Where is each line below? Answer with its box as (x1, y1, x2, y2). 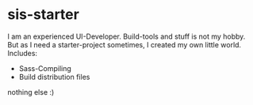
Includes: (7, 48, 37, 58)
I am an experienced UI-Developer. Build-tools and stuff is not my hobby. (7, 32, 246, 41)
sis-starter (7, 6, 80, 24)
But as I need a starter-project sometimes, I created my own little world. (7, 39, 242, 49)
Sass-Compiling (18, 63, 72, 73)
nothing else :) (7, 87, 55, 96)
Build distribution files (18, 72, 90, 81)
